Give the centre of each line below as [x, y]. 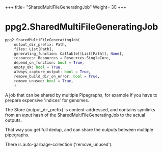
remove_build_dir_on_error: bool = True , [57, 76]
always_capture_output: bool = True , [53, 72]
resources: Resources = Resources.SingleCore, [62, 58]
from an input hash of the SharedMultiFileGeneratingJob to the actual [75, 115]
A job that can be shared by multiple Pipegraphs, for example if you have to [81, 95]
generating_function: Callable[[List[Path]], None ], [69, 53]
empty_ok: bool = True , [38, 67]
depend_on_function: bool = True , [49, 63]
